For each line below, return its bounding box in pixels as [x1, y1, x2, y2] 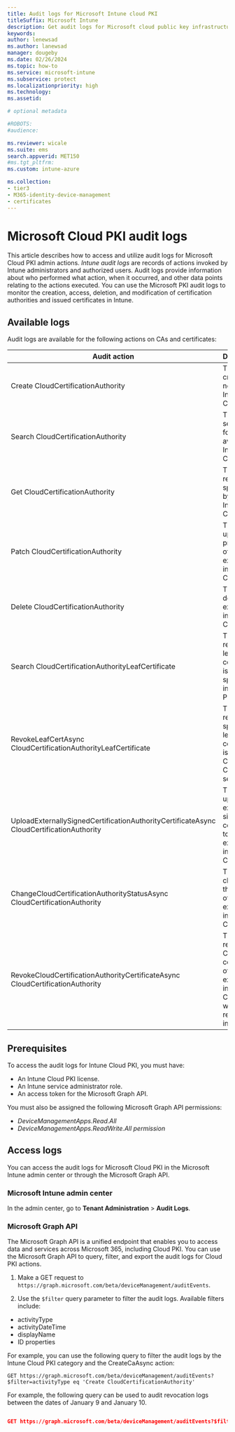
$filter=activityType [7, 1379, 71, 1386]
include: [17, 1302, 41, 1311]
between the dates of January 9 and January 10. [7, 1398, 147, 1407]
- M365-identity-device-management [7, 191, 111, 199]
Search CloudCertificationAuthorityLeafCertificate [10, 662, 176, 671]
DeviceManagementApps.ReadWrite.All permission [17, 1124, 166, 1133]
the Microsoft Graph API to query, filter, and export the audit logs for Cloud [7, 1252, 222, 1261]
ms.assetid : [7, 95, 42, 102]
